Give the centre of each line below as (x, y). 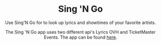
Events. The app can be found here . (80, 37)
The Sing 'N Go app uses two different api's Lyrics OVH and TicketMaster (80, 32)
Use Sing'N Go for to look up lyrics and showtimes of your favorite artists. (80, 22)
